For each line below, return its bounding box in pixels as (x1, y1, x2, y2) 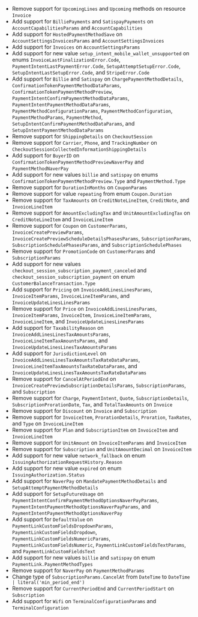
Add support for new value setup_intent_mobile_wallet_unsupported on (11, 50, 190, 56)
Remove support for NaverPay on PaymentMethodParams (11, 567, 145, 574)
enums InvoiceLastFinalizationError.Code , (11, 56, 121, 63)
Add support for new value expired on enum (11, 465, 122, 472)
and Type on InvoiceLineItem (11, 420, 84, 427)
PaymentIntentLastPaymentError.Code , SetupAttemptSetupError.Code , (11, 62, 181, 70)
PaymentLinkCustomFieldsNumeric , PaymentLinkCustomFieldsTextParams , (11, 541, 186, 549)
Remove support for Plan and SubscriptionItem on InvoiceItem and (11, 427, 179, 433)
